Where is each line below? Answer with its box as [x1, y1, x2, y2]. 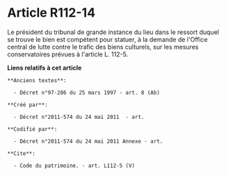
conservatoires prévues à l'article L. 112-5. [7, 50, 129, 58]
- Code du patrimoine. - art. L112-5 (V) [13, 162, 136, 169]
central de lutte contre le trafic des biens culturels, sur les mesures [7, 42, 199, 51]
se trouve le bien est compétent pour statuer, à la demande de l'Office [7, 35, 209, 43]
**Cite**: [7, 150, 36, 157]
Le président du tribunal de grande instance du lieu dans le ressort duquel [7, 28, 219, 36]
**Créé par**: [7, 101, 49, 109]
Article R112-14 [7, 5, 96, 21]
